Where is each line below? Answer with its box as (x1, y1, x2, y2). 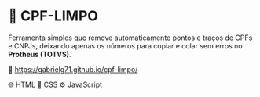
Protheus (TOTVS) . (8, 49, 71, 59)
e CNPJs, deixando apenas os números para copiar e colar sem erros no (8, 41, 243, 50)
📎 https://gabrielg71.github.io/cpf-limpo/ (8, 64, 138, 74)
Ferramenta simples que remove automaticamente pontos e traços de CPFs (8, 33, 253, 42)
